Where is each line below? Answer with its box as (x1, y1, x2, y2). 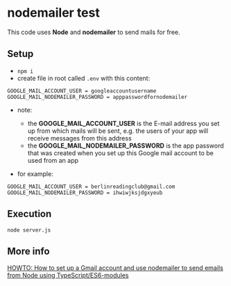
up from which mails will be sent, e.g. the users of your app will (27, 127, 209, 135)
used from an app (27, 156, 78, 164)
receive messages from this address (27, 134, 132, 142)
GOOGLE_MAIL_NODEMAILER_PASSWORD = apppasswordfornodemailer (7, 93, 188, 100)
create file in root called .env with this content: (17, 74, 151, 82)
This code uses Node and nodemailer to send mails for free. (7, 28, 180, 36)
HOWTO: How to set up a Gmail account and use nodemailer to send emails (7, 264, 223, 272)
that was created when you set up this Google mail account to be (27, 148, 214, 157)
